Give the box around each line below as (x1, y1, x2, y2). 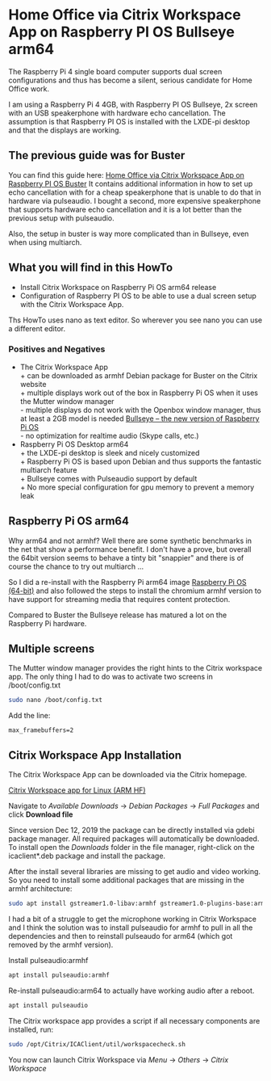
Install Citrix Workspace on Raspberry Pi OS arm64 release (19, 282, 217, 292)
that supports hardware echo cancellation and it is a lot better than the (8, 204, 242, 214)
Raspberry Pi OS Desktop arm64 (19, 439, 129, 449)
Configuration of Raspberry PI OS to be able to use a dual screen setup (19, 291, 256, 301)
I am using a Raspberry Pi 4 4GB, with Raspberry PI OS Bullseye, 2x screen (8, 99, 258, 109)
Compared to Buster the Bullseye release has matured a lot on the (8, 610, 227, 620)
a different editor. (8, 323, 66, 333)
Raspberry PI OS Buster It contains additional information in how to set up (8, 179, 253, 188)
